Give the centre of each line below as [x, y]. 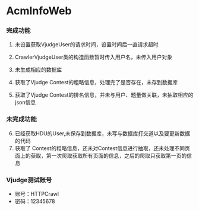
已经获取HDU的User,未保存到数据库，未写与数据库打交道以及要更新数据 [102, 133]
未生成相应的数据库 [38, 70]
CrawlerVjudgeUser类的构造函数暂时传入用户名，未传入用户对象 [94, 57]
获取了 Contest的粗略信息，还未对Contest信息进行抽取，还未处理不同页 [102, 148]
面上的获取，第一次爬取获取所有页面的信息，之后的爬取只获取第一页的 [101, 155]
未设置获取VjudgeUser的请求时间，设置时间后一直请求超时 [86, 44]
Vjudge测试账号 [29, 180]
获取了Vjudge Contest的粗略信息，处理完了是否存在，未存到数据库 [96, 82]
